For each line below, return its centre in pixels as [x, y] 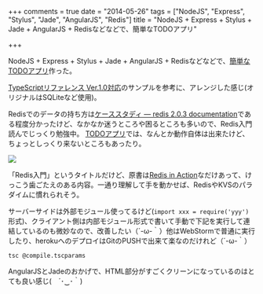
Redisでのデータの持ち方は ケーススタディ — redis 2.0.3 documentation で [126, 114]
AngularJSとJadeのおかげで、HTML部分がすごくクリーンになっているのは [128, 271]
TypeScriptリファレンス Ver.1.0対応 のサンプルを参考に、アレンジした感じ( [128, 87]
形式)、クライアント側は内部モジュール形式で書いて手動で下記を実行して [126, 221]
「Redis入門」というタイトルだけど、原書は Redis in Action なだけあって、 [127, 175]
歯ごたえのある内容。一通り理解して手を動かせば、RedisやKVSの [134, 185]
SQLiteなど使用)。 [71, 97]
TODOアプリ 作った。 [42, 71]
